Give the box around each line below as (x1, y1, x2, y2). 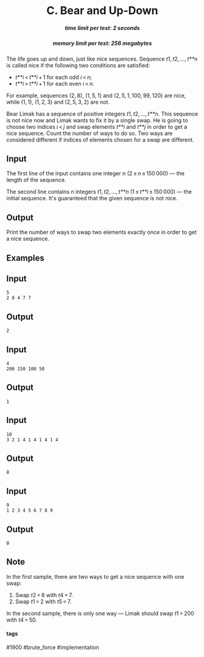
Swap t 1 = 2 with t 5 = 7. (15, 598, 72, 605)
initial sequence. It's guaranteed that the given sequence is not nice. (6, 195, 178, 202)
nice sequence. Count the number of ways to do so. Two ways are (6, 129, 173, 137)
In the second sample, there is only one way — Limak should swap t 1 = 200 (6, 609, 195, 617)
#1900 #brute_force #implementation (6, 644, 99, 651)
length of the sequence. (6, 176, 66, 184)
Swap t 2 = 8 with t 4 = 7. (15, 591, 73, 598)
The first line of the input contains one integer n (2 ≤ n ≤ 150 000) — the (6, 170, 185, 177)
